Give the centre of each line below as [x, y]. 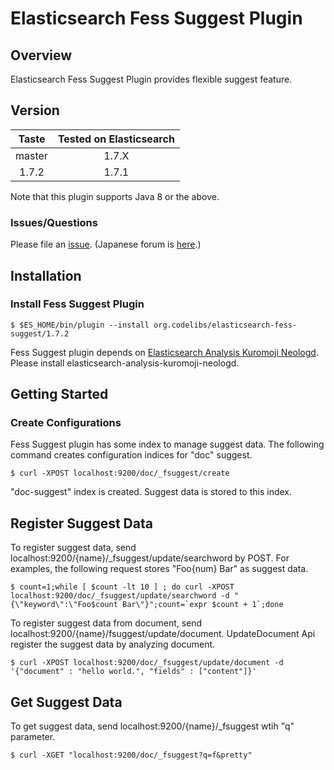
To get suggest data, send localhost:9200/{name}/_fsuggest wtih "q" [152, 726]
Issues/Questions [54, 222]
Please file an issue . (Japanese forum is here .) [106, 244]
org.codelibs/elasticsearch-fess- [225, 325]
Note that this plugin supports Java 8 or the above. [115, 196]
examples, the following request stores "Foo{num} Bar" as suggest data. [159, 569]
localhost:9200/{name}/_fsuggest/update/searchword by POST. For [150, 558]
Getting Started [59, 394]
